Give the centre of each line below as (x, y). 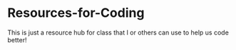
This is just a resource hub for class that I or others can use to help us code (118, 32)
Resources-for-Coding (76, 13)
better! (17, 39)
